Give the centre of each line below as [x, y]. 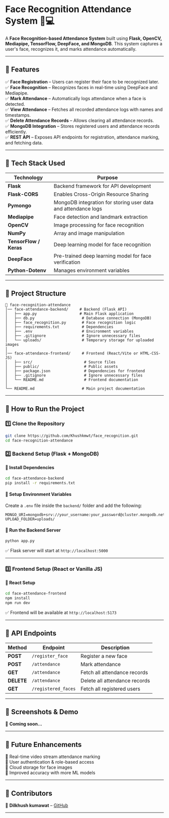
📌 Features [22, 70]
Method [17, 647]
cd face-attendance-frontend [36, 593]
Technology [28, 177]
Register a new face [104, 656]
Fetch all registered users [110, 689]
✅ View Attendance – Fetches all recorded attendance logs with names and [84, 109]
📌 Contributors [29, 793]
